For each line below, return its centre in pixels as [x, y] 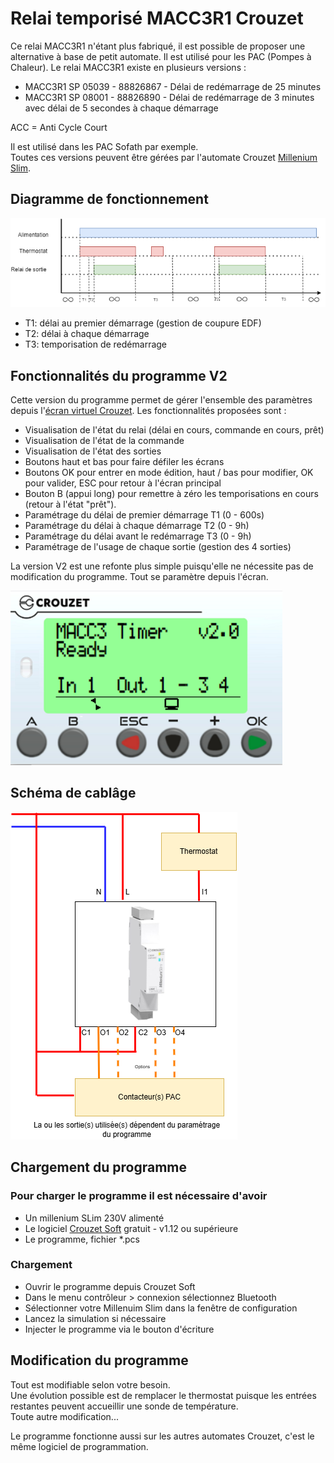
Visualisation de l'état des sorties [93, 451]
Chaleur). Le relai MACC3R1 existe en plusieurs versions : [128, 67]
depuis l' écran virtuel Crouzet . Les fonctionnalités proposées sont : [148, 411]
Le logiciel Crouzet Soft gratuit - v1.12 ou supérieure [131, 1228]
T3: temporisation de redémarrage [96, 344]
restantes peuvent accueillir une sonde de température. [124, 1406]
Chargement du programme [99, 1167]
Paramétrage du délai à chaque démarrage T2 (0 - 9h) [137, 526]
